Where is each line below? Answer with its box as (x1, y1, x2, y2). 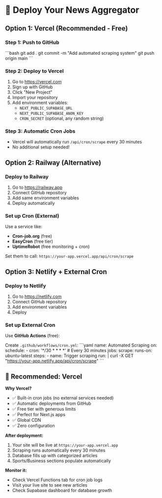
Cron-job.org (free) (12, 233, 53, 239)
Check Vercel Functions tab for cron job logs (12, 477, 103, 483)
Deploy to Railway (5, 173, 49, 180)
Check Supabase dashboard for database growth (12, 488, 112, 494)
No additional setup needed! (12, 144, 70, 150)
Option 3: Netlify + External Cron (5, 267, 107, 276)
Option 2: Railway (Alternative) (5, 158, 102, 167)
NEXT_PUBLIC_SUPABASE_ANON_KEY (19, 111, 84, 116)
